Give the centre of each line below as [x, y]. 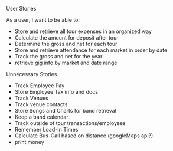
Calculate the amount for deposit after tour [67, 37]
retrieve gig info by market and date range [66, 63]
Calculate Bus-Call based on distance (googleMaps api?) [84, 136]
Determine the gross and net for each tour [66, 44]
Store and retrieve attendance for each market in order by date [91, 50]
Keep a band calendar [42, 117]
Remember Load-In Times [46, 129]
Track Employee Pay [40, 86]
